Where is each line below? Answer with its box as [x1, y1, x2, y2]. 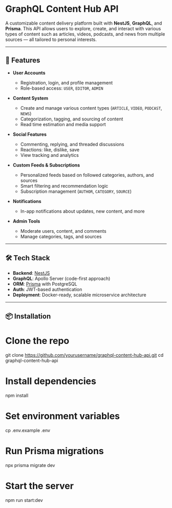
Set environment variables [5, 411, 120, 422]
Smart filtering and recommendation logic [20, 182, 109, 189]
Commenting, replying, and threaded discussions [20, 141, 124, 147]
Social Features [12, 131, 47, 137]
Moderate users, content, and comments [20, 228, 106, 234]
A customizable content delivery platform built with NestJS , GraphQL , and [5, 20, 162, 26]
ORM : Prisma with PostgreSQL [12, 280, 78, 287]
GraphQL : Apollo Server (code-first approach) [12, 275, 111, 281]
